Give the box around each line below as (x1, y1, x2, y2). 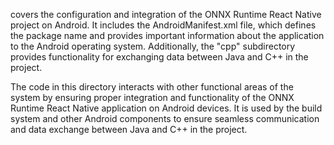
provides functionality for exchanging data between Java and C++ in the (10, 51, 309, 63)
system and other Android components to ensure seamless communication (10, 113, 320, 124)
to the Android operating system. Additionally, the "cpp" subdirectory (10, 40, 296, 52)
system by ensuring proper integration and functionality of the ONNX (10, 92, 295, 103)
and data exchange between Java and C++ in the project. (10, 124, 248, 135)
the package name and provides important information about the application (10, 30, 325, 41)
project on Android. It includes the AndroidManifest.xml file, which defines (10, 19, 317, 31)
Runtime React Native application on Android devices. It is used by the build (10, 102, 323, 114)
